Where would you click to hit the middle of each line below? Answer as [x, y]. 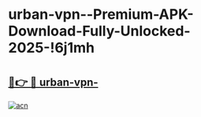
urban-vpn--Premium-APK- [101, 15]
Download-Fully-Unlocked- [99, 31]
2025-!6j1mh [51, 48]
